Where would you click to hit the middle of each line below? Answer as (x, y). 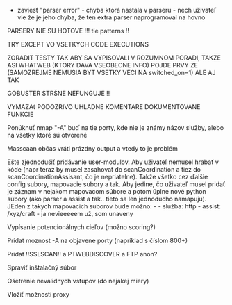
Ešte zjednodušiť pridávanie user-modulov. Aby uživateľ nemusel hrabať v (113, 162)
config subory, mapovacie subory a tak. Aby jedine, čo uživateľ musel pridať (116, 184)
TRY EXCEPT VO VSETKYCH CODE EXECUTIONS (78, 44)
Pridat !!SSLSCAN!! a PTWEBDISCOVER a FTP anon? (82, 254)
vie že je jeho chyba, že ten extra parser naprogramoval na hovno (111, 17)
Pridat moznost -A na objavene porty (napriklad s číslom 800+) (98, 240)
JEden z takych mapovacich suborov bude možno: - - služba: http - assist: (114, 206)
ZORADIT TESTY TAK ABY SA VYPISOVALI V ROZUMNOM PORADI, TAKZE (114, 58)
